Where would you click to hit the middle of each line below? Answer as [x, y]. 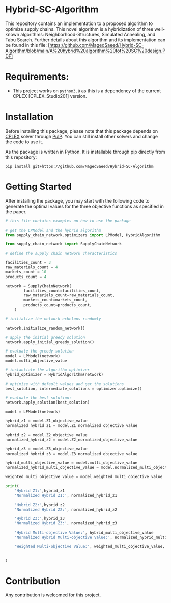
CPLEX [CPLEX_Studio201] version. [50, 96]
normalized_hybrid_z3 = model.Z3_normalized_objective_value [72, 454]
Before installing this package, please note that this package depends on [82, 131]
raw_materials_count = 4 [32, 267]
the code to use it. [24, 142]
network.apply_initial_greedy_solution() [50, 342]
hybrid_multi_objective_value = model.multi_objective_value [72, 463]
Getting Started [39, 187]
